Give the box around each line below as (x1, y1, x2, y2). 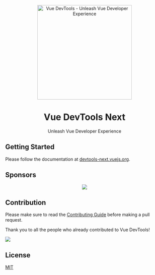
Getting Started (5, 143, 55, 151)
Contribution (5, 198, 46, 207)
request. (5, 217, 23, 223)
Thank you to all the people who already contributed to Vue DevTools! (5, 227, 150, 233)
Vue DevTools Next (43, 111, 126, 123)
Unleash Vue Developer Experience (47, 128, 122, 134)
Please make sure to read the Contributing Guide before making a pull (5, 212, 150, 218)
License (5, 251, 31, 259)
